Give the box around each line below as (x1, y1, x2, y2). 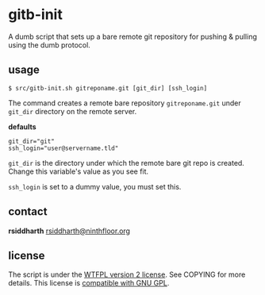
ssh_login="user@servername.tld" (8, 144, 119, 152)
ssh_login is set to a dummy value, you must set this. (8, 182, 182, 191)
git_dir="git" (8, 137, 56, 145)
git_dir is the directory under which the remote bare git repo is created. (8, 158, 244, 167)
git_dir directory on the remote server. (8, 106, 137, 116)
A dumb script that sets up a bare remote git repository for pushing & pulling (8, 32, 258, 41)
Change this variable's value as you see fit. (8, 167, 149, 176)
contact (8, 205, 48, 219)
